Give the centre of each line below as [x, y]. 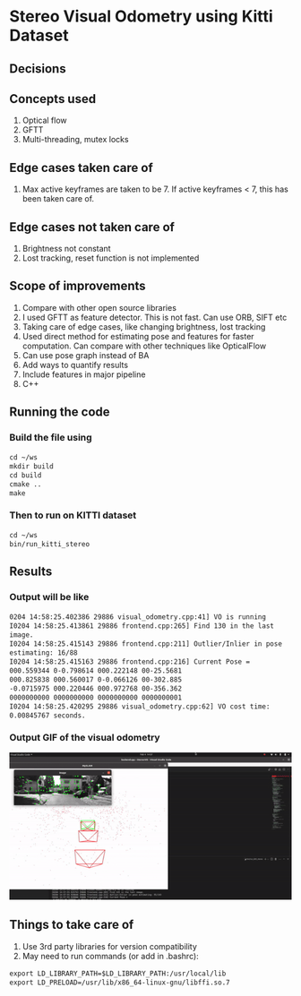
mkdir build [31, 466]
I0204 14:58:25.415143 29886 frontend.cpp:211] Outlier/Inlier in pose [146, 644]
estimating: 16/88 [43, 653]
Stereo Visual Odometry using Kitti [141, 17]
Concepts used [53, 99]
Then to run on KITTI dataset [73, 515]
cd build [26, 475]
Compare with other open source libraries [99, 307]
